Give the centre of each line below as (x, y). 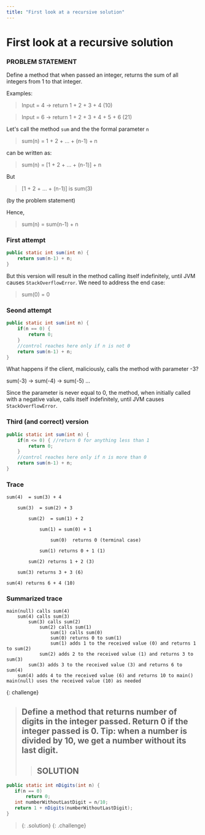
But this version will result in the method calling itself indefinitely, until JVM (101, 276)
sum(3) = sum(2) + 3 (45, 508)
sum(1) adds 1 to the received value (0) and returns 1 (123, 643)
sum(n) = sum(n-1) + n (50, 224)
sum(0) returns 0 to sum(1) (86, 638)
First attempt (26, 240)
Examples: (19, 93)
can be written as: (29, 153)
